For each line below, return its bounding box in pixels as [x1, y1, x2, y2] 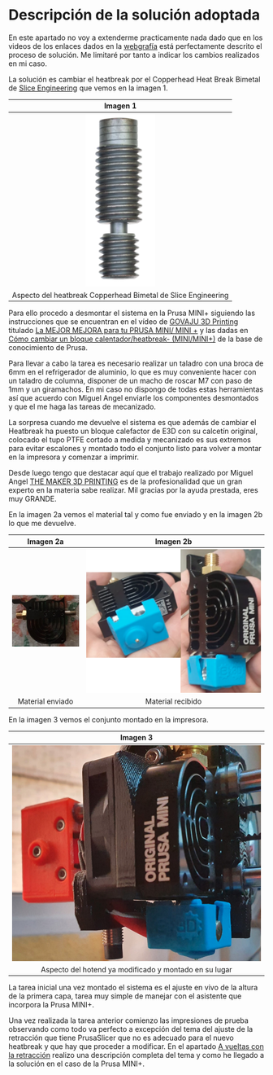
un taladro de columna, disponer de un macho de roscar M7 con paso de [8, 376, 253, 386]
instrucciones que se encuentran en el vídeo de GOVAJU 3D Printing [8, 317, 239, 327]
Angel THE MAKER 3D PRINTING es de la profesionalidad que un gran [8, 476, 243, 486]
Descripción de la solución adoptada [8, 6, 261, 24]
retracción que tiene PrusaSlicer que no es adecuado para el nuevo [8, 1033, 234, 1043]
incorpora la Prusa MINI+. [8, 1000, 95, 1010]
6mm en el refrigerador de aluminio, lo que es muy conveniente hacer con [8, 367, 257, 377]
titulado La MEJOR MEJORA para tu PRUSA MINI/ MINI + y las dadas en [8, 326, 249, 336]
